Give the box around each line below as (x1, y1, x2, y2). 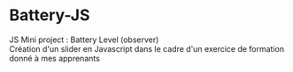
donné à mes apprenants (9, 53, 100, 63)
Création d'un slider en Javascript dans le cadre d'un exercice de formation (9, 43, 285, 54)
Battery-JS (9, 5, 90, 25)
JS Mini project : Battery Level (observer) (9, 34, 159, 45)
